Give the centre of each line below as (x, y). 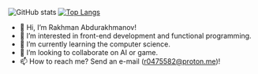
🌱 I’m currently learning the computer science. (95, 44)
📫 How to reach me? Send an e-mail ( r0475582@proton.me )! (120, 61)
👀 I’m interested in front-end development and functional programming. (135, 36)
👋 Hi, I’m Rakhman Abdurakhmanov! (78, 27)
